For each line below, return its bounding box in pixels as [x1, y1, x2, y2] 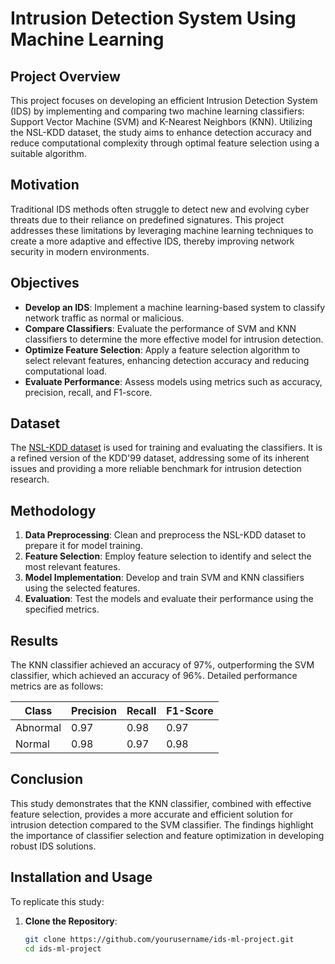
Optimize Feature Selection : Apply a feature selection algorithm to [24, 343, 301, 356]
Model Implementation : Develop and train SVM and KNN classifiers [24, 572, 305, 584]
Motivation [10, 177, 80, 194]
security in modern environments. [10, 245, 150, 257]
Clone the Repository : [24, 915, 118, 927]
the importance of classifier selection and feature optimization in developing [10, 829, 325, 841]
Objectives [10, 275, 80, 292]
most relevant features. [24, 561, 121, 573]
